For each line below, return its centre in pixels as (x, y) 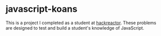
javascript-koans (41, 9)
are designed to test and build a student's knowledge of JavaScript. (75, 28)
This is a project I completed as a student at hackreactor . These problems (81, 23)
